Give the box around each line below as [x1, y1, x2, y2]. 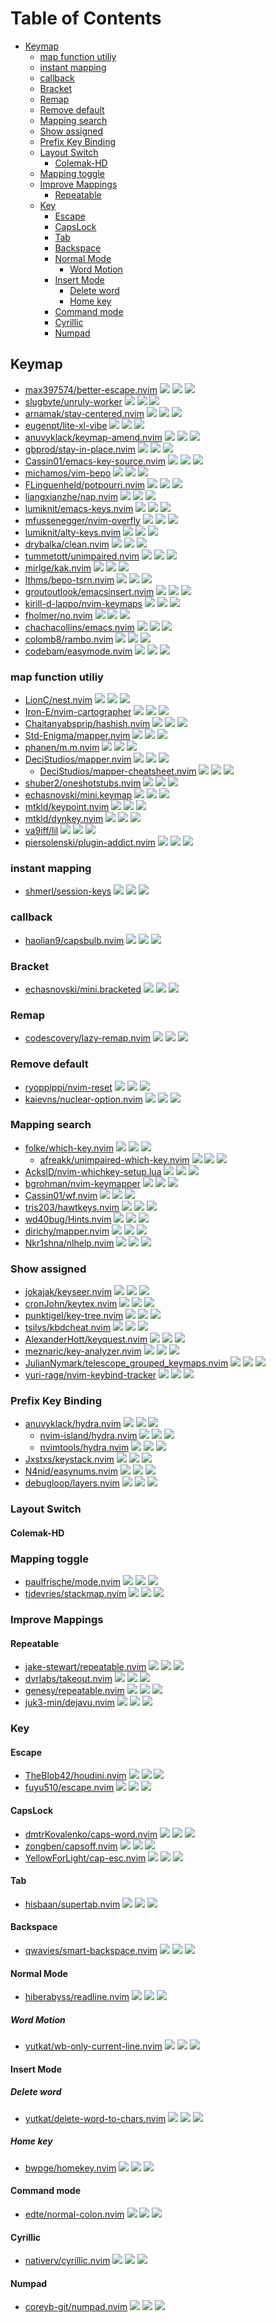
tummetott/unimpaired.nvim [24, 550, 140, 562]
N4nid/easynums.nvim [24, 1465, 118, 1477]
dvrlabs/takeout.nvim [24, 1673, 113, 1685]
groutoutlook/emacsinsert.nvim [24, 585, 155, 597]
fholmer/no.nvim [24, 609, 93, 621]
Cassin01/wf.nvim [24, 1189, 98, 1201]
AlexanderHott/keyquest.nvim [24, 1333, 148, 1346]
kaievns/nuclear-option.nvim [24, 1093, 143, 1105]
